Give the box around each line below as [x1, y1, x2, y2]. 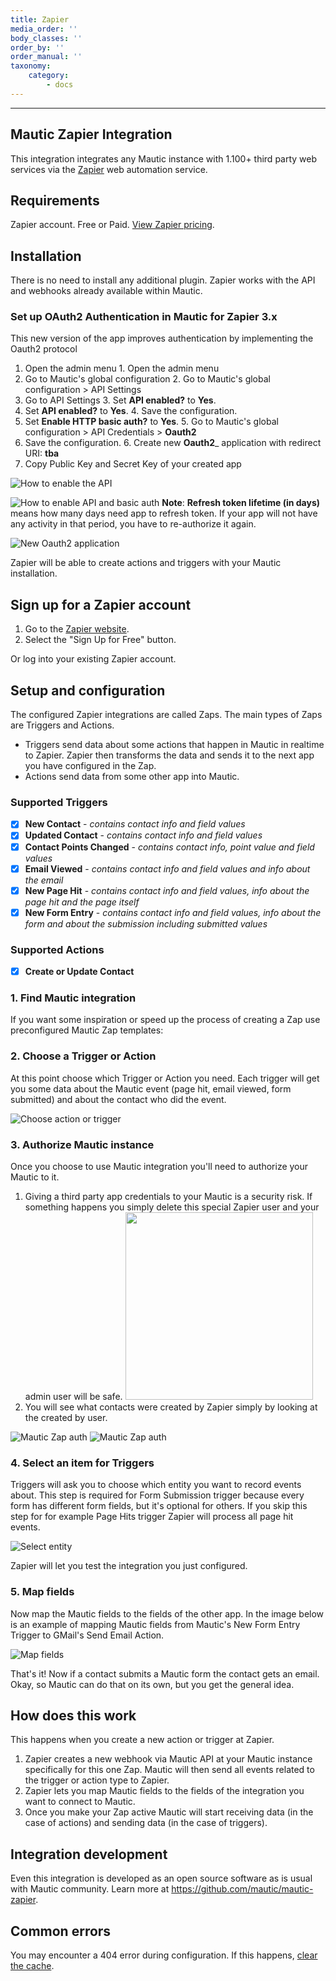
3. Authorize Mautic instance [10, 1137, 155, 1151]
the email [24, 874, 64, 886]
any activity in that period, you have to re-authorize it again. [10, 518, 257, 530]
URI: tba [24, 447, 60, 460]
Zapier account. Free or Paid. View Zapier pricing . [10, 219, 215, 231]
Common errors [10, 1922, 112, 1940]
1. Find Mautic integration [10, 991, 137, 1005]
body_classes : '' [10, 33, 83, 43]
